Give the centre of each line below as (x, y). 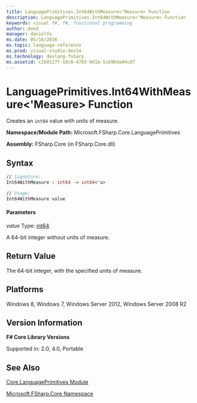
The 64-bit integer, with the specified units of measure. (74, 270)
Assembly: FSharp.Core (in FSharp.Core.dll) (61, 144)
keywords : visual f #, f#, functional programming (69, 23)
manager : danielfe (29, 34)
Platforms (25, 289)
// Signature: (24, 177)
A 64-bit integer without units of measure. (58, 237)
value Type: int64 (28, 225)
